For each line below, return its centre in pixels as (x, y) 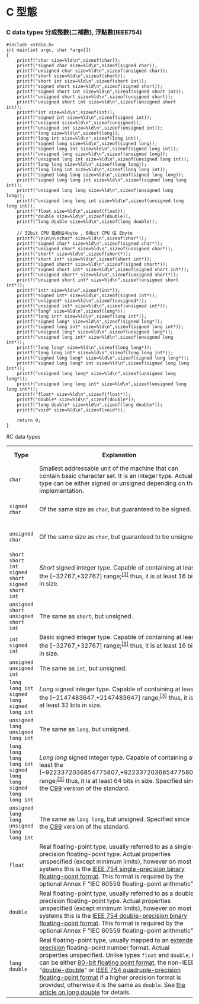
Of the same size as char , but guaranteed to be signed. (115, 509)
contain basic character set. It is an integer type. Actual (116, 476)
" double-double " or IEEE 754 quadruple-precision (110, 970)
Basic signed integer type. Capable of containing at (110, 637)
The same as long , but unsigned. (85, 729)
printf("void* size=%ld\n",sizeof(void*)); (71, 410)
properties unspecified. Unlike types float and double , (115, 955)
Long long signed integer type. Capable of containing (113, 757)
